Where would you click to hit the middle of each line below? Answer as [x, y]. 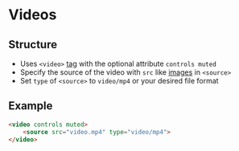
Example [31, 106]
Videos [33, 15]
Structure [33, 45]
